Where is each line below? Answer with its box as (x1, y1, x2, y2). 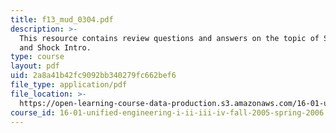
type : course (10, 52, 65, 62)
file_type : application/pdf (10, 80, 128, 90)
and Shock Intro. (19, 42, 92, 53)
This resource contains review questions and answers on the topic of (19, 33, 320, 43)
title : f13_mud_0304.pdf (10, 14, 114, 25)
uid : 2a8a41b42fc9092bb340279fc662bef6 (10, 71, 177, 81)
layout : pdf (10, 61, 60, 71)
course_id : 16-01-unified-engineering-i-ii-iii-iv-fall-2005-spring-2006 (10, 107, 325, 118)
